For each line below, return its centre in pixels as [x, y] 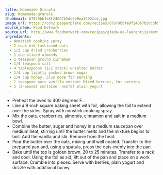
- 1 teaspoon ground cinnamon [40, 59]
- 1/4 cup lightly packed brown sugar [49, 73]
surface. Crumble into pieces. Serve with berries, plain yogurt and [78, 162]
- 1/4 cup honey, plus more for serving [51, 77]
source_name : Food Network [32, 28]
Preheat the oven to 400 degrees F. [48, 100]
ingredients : [18, 37]
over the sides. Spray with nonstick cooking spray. [62, 110]
